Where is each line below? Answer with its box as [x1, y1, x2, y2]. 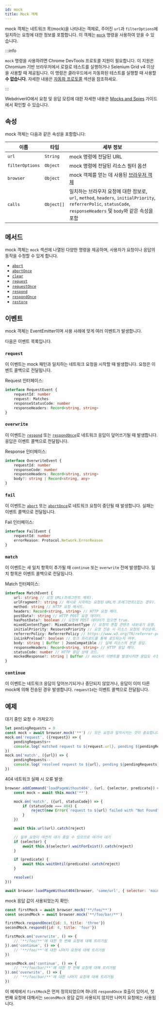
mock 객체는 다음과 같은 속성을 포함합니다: [5, 131, 86, 137]
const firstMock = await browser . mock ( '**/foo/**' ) [5, 907, 112, 912]
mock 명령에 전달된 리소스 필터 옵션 [69, 163, 147, 169]
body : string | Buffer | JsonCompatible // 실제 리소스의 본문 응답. [14, 640, 147, 645]
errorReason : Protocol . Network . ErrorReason [14, 538, 103, 543]
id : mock [5, 7, 23, 12]
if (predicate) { [14, 857, 49, 862]
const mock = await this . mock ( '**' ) [14, 790, 88, 795]
